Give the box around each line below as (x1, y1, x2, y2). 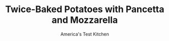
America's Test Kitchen (60, 31, 110, 37)
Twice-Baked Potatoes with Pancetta (5, 4, 164, 15)
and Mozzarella (52, 14, 118, 26)
